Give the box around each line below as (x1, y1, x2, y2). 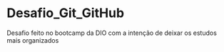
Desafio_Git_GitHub (6, 5, 125, 21)
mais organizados (6, 36, 59, 44)
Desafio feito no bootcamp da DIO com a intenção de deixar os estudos (6, 28, 217, 37)
